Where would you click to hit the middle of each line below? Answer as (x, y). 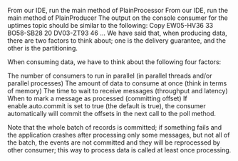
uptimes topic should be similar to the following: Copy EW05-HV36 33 (110, 25)
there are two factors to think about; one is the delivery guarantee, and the (117, 41)
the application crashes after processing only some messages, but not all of (119, 135)
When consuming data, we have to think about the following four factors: (114, 62)
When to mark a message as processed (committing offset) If (97, 98)
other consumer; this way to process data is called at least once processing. (119, 150)
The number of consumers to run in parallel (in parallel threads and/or (110, 76)
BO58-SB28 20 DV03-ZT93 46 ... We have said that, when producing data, (118, 33)
